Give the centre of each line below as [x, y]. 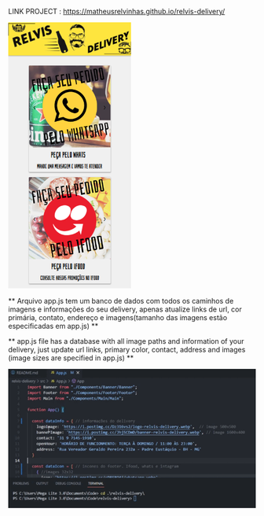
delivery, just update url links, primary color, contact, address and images [127, 350]
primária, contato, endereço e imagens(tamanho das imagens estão [118, 317]
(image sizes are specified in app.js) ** [71, 358]
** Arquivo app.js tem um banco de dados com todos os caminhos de [121, 301]
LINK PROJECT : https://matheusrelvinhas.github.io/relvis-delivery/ [117, 11]
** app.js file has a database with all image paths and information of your [126, 341]
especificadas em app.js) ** [53, 326]
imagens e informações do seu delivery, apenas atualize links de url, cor [125, 309]
